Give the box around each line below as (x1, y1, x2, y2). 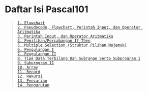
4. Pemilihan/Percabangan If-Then (17, 38, 91, 43)
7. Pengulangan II (17, 51, 56, 56)
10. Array (17, 65, 39, 70)
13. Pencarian (17, 78, 47, 83)
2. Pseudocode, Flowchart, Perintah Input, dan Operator (17, 24, 141, 30)
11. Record (17, 69, 41, 74)
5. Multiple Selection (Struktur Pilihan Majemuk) (17, 42, 127, 48)
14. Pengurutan (17, 82, 50, 87)
